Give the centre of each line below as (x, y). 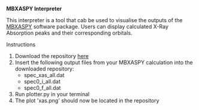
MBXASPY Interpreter (34, 9)
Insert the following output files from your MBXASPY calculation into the (104, 62)
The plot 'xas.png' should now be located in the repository (87, 100)
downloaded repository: (44, 69)
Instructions (21, 45)
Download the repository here (52, 56)
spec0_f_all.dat (42, 88)
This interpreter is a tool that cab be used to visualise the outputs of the (94, 20)
